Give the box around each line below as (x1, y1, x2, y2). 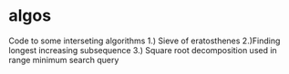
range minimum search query (8, 54, 119, 65)
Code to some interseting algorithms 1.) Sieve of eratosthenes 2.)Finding (8, 35, 281, 46)
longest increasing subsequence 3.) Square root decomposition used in (8, 44, 277, 55)
